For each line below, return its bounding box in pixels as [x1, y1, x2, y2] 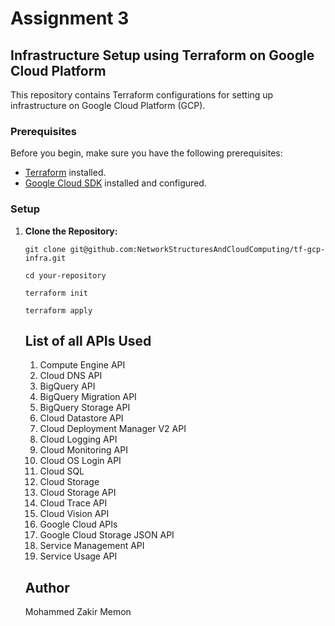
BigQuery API [39, 380, 96, 392]
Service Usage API [39, 550, 118, 562]
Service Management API [39, 540, 145, 552]
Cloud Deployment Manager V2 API [39, 423, 187, 435]
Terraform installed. [24, 167, 107, 179]
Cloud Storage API [39, 487, 117, 499]
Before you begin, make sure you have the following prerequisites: [10, 147, 283, 159]
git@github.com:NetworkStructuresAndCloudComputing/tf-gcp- [69, 244, 326, 254]
